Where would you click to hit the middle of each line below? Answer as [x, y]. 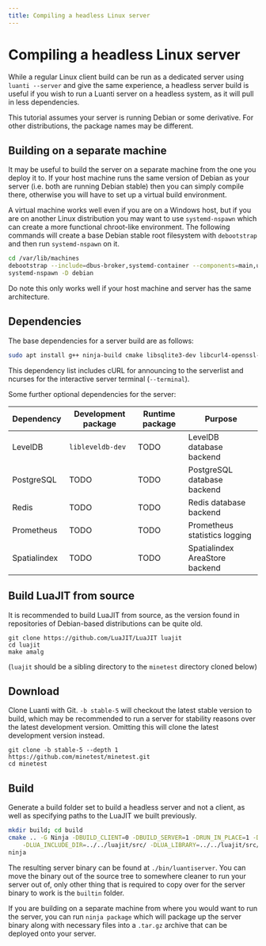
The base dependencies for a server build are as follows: [101, 341]
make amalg [26, 652]
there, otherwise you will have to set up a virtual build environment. [118, 195]
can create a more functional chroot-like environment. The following [119, 227]
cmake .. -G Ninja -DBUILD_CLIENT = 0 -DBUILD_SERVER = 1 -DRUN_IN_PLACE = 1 [129, 837]
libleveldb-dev [98, 447]
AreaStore [207, 558]
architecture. [29, 297]
